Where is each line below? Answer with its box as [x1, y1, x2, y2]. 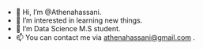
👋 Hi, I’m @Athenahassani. [15, 8, 102, 16]
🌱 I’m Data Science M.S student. [15, 24, 121, 33]
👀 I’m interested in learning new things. [15, 16, 143, 25]
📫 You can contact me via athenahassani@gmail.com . [15, 33, 196, 42]
